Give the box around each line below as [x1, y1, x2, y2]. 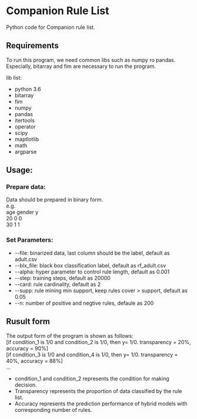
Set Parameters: [6, 236, 54, 244]
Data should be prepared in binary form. [6, 196, 103, 203]
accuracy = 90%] [6, 345, 49, 352]
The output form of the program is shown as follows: [6, 332, 133, 339]
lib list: [6, 74, 22, 81]
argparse [14, 148, 37, 155]
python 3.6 [14, 85, 41, 93]
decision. [14, 381, 37, 388]
